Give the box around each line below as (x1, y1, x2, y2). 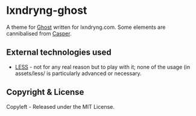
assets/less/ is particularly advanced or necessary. (14, 70, 142, 77)
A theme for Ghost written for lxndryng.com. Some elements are (6, 23, 166, 31)
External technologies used (6, 47, 112, 58)
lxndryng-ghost (6, 4, 87, 17)
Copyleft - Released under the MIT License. (6, 103, 115, 110)
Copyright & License (6, 87, 84, 97)
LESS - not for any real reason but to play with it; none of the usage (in (14, 63, 191, 70)
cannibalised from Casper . (6, 29, 72, 37)
